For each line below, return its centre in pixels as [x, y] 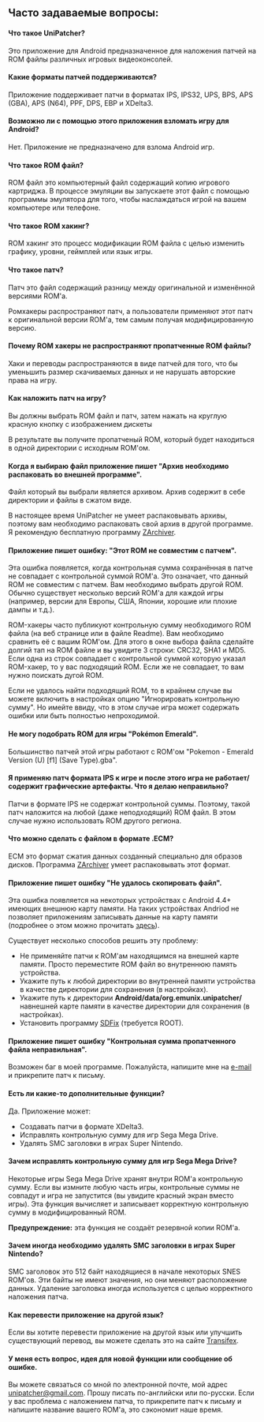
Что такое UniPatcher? [46, 33]
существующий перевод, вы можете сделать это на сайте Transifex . [123, 1341]
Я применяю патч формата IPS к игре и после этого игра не [111, 778]
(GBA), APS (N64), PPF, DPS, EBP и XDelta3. [81, 103]
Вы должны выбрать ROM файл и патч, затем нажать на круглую [117, 416]
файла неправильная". [48, 1050]
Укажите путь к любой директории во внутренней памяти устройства [138, 981]
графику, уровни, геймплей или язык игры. [81, 252]
